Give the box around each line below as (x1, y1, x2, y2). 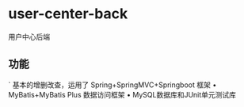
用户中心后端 (8, 32, 50, 41)
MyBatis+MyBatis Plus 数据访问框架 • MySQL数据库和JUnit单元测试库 (8, 90, 236, 99)
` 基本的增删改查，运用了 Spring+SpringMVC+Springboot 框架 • (8, 80, 217, 90)
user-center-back (8, 5, 128, 23)
